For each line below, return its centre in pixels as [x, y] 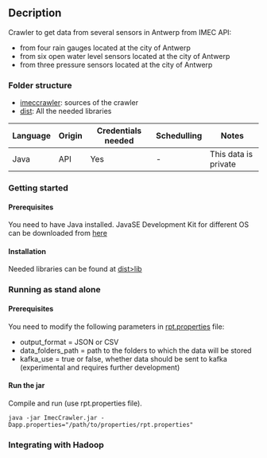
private [222, 164]
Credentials [119, 131]
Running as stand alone [54, 290]
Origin [70, 136]
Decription [35, 13]
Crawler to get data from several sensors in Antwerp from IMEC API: [120, 32]
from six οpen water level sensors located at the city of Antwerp [125, 56]
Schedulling [179, 136]
